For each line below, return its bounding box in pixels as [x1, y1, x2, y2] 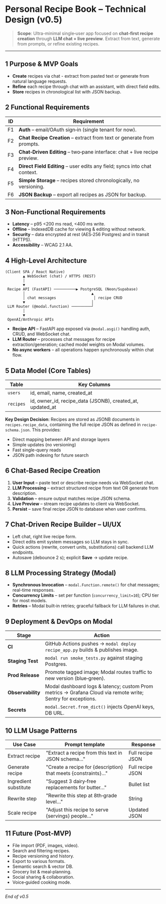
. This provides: [29, 427, 61, 432]
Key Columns [78, 381, 111, 388]
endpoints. [12, 549, 35, 555]
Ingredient [7, 778, 32, 785]
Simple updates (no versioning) [12, 442, 77, 447]
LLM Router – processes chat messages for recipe [12, 336, 116, 342]
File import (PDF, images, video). [12, 842, 79, 848]
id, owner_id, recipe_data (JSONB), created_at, [30, 397, 139, 404]
